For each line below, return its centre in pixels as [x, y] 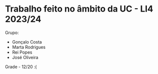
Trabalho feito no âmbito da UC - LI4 [79, 9]
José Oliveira [25, 57]
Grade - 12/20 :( [21, 67]
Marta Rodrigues [29, 47]
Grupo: [12, 32]
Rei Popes [22, 52]
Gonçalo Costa [27, 42]
